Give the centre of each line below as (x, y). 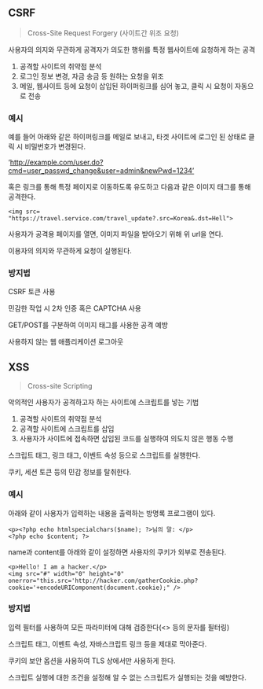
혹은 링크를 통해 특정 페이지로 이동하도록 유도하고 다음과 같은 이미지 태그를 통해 (130, 187)
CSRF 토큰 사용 (32, 292)
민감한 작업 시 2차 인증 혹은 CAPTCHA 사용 (75, 308)
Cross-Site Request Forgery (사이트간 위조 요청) (103, 33)
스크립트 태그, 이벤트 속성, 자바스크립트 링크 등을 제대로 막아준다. (108, 643)
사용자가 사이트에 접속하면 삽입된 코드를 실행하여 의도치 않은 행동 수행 (126, 439)
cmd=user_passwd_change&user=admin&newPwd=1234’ (101, 171)
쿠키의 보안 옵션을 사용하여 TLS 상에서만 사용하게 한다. (92, 661)
